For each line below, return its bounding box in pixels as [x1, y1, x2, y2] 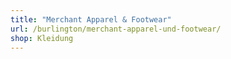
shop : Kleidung [10, 33, 74, 43]
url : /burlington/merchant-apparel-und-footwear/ [10, 24, 222, 34]
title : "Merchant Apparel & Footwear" [10, 14, 172, 25]
